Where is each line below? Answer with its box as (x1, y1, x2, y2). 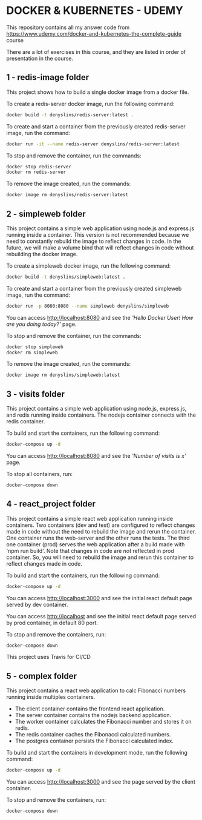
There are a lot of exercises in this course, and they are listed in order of (6, 48, 186, 55)
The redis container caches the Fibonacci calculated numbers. (15, 731, 171, 738)
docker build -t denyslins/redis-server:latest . (6, 111, 134, 118)
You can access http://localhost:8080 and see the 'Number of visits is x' (6, 452, 186, 459)
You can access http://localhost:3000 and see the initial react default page (6, 594, 192, 601)
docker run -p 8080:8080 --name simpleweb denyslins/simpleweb (6, 303, 169, 309)
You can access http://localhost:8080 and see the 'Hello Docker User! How (6, 314, 194, 321)
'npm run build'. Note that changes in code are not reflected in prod (6, 547, 174, 554)
